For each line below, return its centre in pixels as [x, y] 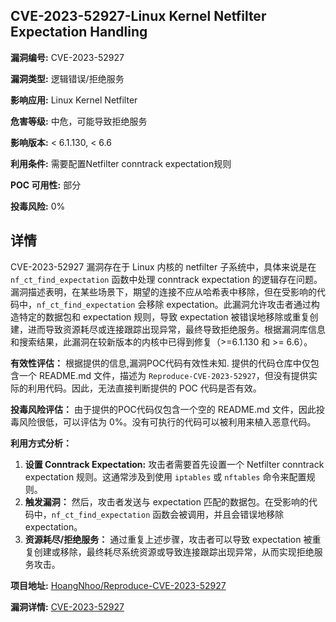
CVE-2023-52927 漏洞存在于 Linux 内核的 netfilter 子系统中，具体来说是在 [163, 266]
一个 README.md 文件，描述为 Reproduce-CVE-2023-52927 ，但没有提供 [163, 375]
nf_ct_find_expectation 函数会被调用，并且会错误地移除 [168, 514]
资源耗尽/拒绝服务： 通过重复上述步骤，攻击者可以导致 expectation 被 [168, 539]
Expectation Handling [79, 32]
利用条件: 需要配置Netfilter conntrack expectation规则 [121, 163]
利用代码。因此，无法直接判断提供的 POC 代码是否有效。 [144, 388]
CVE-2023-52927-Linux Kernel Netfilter [138, 16]
